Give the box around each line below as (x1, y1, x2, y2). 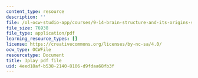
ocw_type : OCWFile (6, 47, 51, 53)
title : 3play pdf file (6, 57, 62, 63)
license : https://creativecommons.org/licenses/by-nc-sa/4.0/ (6, 42, 162, 48)
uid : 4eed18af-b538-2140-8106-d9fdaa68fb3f (6, 63, 115, 69)
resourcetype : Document (6, 52, 65, 58)
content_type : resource (6, 8, 65, 15)
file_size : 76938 (6, 25, 49, 31)
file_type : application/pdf (6, 30, 75, 36)
